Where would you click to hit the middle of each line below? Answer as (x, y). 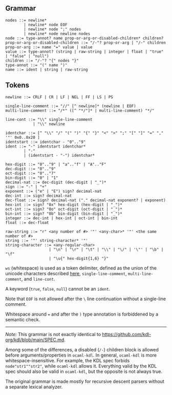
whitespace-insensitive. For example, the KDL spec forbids (68, 360)
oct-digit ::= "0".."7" (31, 173)
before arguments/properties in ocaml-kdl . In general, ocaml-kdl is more (81, 355)
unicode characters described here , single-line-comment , (66, 273)
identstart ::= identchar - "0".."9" (46, 142)
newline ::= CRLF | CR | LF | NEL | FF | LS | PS (59, 97)
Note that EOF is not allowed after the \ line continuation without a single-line (86, 299)
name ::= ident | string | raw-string (47, 69)
